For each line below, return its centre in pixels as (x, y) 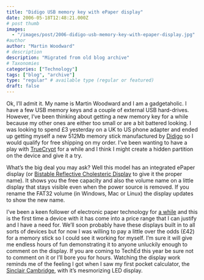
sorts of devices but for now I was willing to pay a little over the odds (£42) (100, 231)
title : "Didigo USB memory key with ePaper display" (75, 12)
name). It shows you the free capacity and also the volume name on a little (100, 180)
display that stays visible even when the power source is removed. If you (98, 187)
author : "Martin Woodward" (41, 47)
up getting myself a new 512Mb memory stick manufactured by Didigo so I (100, 136)
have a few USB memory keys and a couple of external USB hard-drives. (98, 110)
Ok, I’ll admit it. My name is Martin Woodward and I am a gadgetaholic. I (97, 104)
